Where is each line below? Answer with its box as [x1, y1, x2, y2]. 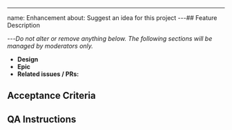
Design [17, 55, 39, 63]
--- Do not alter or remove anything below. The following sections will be [7, 35, 213, 42]
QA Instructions [7, 113, 77, 125]
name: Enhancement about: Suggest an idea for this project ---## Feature [7, 14, 217, 21]
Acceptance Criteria [7, 90, 96, 102]
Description [7, 21, 40, 29]
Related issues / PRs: [17, 70, 79, 78]
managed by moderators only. [7, 42, 93, 50]
